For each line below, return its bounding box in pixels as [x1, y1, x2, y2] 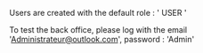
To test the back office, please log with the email [9, 25, 188, 34]
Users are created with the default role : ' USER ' [9, 8, 187, 18]
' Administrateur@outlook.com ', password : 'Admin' [9, 34, 195, 44]
